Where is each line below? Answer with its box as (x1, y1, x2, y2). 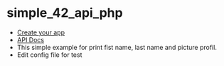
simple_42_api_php (6, 5, 123, 21)
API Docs (16, 35, 44, 44)
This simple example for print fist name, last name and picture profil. (16, 43, 218, 51)
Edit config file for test (16, 51, 82, 59)
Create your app (16, 28, 65, 37)
